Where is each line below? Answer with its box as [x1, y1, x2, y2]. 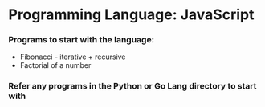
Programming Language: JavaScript [8, 6, 255, 24]
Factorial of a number [19, 61, 92, 70]
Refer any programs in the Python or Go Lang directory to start [8, 81, 257, 92]
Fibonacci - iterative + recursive [19, 52, 126, 61]
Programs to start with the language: [8, 34, 155, 46]
